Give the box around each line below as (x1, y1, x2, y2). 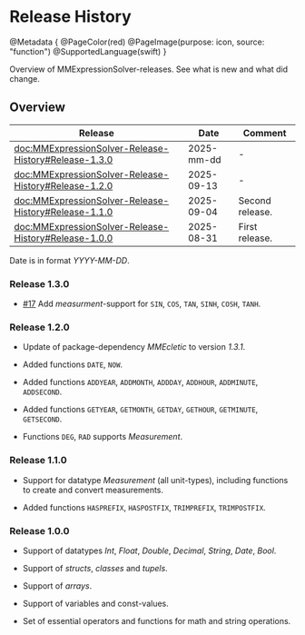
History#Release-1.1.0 (14, 205, 113, 218)
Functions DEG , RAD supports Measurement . (22, 432, 183, 442)
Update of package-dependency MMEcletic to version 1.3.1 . (22, 342, 246, 352)
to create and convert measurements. (22, 484, 164, 495)
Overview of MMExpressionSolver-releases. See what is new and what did (9, 64, 289, 74)
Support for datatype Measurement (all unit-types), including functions (22, 474, 289, 485)
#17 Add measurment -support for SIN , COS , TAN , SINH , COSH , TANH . (22, 298, 261, 310)
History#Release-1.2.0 (14, 179, 113, 192)
